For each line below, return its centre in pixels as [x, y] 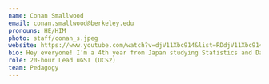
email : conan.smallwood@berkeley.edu [71, 23]
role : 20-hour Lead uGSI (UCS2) [62, 61]
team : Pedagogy [34, 68]
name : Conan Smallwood [46, 16]
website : [23, 46]
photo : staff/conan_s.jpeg [53, 38]
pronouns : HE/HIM [37, 30]
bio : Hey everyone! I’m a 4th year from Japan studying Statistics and [130, 53]
